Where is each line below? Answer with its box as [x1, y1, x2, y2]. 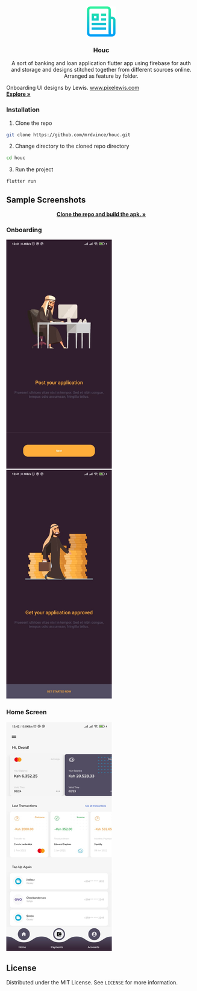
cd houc [6, 155, 26, 161]
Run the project [14, 166, 54, 173]
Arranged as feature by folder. [64, 72, 139, 80]
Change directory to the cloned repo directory [14, 142, 130, 150]
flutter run [6, 178, 36, 184]
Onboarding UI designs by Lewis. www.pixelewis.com [6, 84, 140, 92]
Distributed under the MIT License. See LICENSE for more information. [6, 978, 178, 986]
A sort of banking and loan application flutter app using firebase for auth [11, 60, 191, 67]
